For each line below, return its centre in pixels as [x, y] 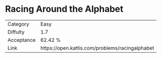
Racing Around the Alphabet [64, 9]
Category [18, 24]
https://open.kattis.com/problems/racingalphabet [97, 48]
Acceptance [22, 40]
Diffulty [16, 32]
